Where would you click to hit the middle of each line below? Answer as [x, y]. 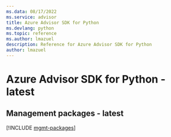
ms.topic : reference [32, 34]
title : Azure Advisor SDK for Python [53, 22]
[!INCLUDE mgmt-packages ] [41, 128]
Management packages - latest [65, 114]
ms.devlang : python [30, 28]
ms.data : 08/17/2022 [32, 12]
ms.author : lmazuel [30, 39]
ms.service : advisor [32, 17]
